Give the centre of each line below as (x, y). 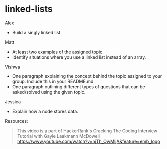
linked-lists (29, 9)
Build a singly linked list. (37, 32)
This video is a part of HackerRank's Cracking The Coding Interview (87, 131)
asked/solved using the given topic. (49, 92)
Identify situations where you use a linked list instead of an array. (79, 57)
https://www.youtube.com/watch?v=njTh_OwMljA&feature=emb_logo (89, 141)
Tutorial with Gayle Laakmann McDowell (59, 136)
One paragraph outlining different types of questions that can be (79, 87)
